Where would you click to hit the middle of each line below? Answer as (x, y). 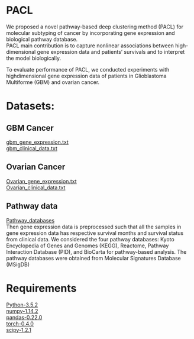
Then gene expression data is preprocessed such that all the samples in (94, 227)
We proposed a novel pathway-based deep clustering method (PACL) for (95, 27)
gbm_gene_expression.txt (38, 142)
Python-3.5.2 (22, 305)
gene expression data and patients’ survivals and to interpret (111, 51)
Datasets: (30, 106)
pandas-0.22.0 (24, 317)
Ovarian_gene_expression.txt (41, 181)
